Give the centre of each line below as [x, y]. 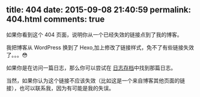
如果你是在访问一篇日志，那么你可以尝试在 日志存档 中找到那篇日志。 [91, 67]
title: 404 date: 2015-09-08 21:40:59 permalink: [98, 10]
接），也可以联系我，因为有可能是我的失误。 [60, 88]
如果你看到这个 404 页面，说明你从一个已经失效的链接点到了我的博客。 [94, 34]
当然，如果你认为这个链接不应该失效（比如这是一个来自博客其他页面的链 [95, 80]
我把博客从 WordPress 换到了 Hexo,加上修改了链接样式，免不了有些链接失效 [100, 47]
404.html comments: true [56, 20]
